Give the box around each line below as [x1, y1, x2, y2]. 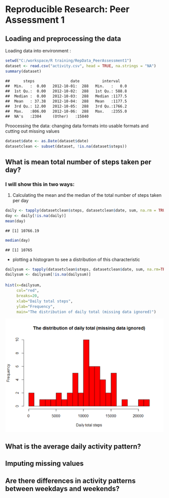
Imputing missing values [5, 459, 84, 468]
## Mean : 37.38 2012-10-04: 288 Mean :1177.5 [5, 98, 127, 104]
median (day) [5, 238, 30, 243]
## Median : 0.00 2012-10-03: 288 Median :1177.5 [5, 93, 127, 99]
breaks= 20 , [16, 293, 39, 298]
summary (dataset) [5, 69, 42, 74]
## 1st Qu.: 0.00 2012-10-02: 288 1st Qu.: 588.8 [5, 88, 127, 94]
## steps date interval [5, 78, 121, 84]
